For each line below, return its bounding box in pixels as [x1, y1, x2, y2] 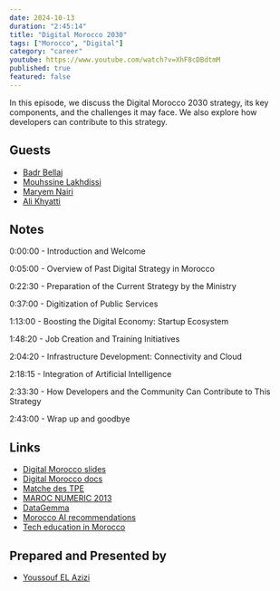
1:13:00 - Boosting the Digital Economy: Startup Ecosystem [9, 316, 229, 327]
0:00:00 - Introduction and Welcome [9, 246, 147, 257]
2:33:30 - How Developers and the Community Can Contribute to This [9, 386, 271, 397]
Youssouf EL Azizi [22, 572, 91, 583]
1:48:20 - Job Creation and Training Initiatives [9, 334, 180, 344]
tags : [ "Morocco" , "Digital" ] [9, 38, 124, 48]
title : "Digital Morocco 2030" [9, 30, 128, 39]
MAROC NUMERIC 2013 [22, 493, 112, 504]
